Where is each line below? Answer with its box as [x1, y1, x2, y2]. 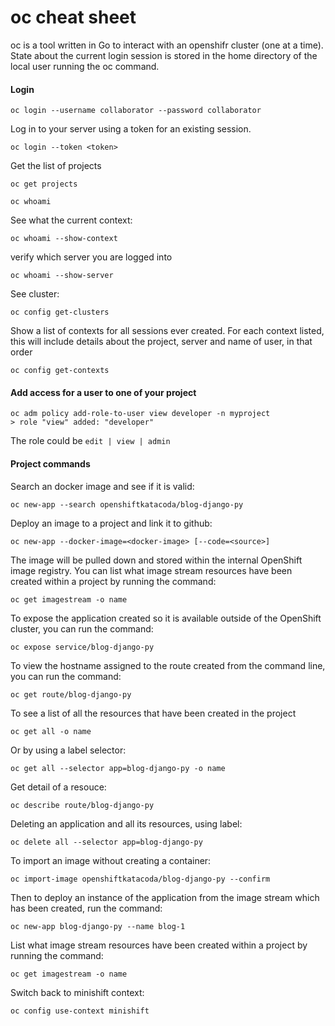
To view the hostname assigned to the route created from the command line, [10, 659, 326, 671]
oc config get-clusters [10, 307, 110, 318]
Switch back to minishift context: [10, 986, 145, 998]
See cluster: [10, 288, 60, 300]
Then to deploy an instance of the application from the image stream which [10, 891, 320, 903]
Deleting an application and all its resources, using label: [10, 817, 243, 830]
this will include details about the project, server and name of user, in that [10, 336, 313, 348]
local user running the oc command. [10, 60, 160, 72]
